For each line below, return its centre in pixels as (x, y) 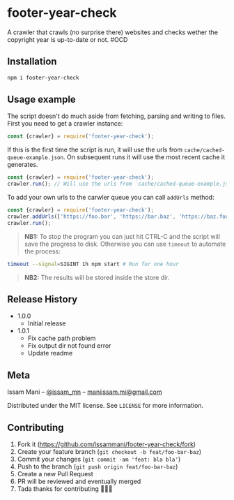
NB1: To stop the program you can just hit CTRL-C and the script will (122, 236)
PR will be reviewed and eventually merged (79, 481)
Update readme (50, 353)
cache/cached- (204, 150)
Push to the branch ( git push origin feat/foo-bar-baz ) (97, 466)
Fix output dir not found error (69, 346)
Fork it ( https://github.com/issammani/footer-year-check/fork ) (107, 444)
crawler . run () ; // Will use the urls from (70, 184)
